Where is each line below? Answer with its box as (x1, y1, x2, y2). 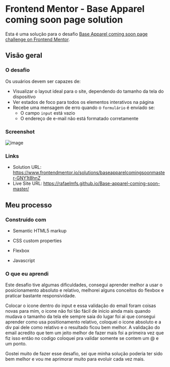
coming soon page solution (5, 14, 124, 26)
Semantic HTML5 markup (12, 227, 67, 233)
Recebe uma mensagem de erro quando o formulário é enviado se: (12, 104, 155, 111)
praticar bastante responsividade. (5, 293, 77, 299)
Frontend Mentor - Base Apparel (5, 3, 145, 15)
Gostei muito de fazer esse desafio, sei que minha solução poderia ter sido (5, 351, 163, 357)
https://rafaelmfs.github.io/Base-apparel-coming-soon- (43, 180, 160, 187)
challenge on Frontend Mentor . (5, 36, 70, 42)
